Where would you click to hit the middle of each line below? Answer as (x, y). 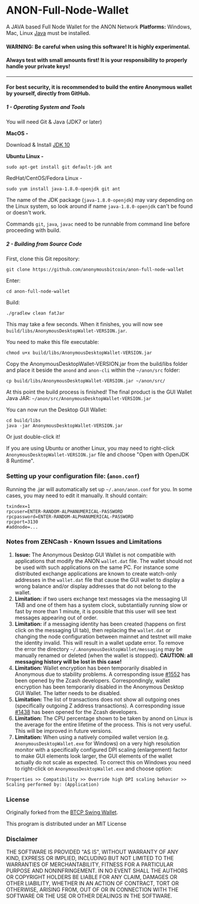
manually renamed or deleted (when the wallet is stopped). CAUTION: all (104, 655)
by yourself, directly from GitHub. (48, 94)
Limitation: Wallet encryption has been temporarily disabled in (91, 668)
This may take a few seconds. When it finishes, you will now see (84, 324)
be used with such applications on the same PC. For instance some (97, 567)
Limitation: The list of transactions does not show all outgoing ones (97, 699)
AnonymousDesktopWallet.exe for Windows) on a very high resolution (97, 743)
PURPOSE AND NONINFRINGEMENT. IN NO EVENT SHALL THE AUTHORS (97, 871)
